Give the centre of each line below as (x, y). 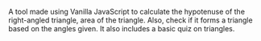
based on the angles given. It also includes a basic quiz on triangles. (122, 29)
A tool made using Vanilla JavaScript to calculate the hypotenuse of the (127, 12)
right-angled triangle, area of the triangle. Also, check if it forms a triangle (130, 20)
